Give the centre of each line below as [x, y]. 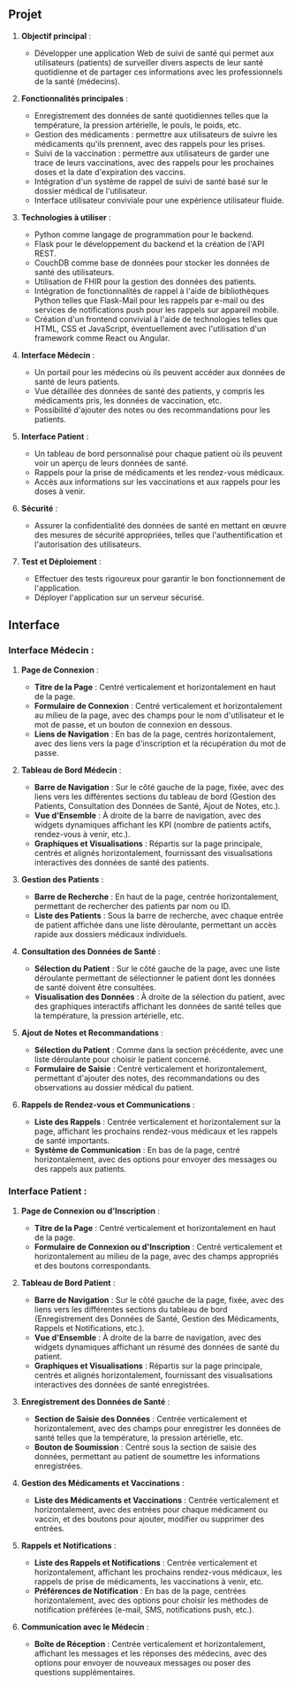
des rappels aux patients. [80, 1168]
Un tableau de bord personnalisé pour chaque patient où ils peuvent [159, 453]
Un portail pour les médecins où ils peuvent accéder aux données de [160, 372]
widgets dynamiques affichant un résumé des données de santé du [157, 1347]
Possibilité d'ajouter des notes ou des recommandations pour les [152, 410]
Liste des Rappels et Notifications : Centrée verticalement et [146, 1562]
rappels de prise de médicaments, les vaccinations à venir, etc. [149, 1581]
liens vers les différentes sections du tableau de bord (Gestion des [155, 797]
